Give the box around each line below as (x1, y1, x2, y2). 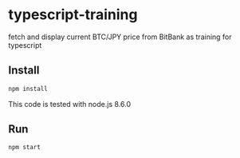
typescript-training (8, 6, 138, 24)
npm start (8, 144, 41, 152)
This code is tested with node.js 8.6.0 (8, 99, 132, 109)
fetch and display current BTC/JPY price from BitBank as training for (8, 32, 233, 41)
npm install (8, 85, 48, 93)
